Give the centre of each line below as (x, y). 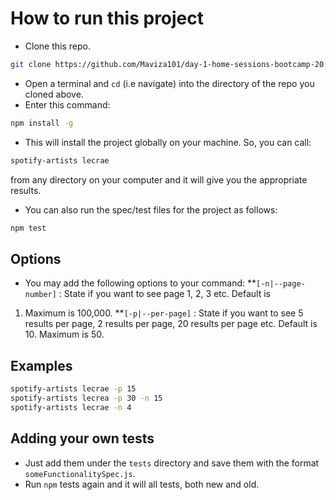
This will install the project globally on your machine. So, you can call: (168, 142)
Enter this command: (67, 104)
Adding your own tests (82, 438)
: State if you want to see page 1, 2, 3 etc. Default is (164, 294)
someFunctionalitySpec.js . (80, 473)
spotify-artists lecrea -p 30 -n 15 (86, 398)
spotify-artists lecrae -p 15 (73, 389)
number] (40, 295)
